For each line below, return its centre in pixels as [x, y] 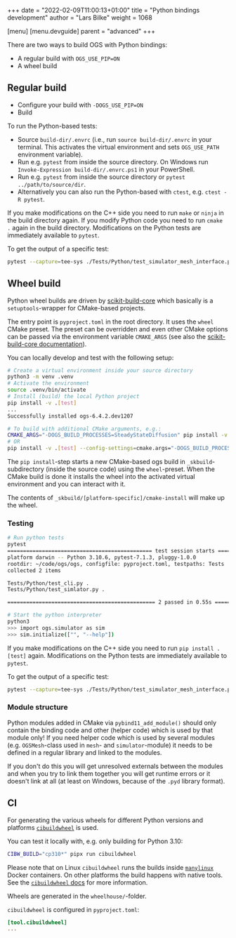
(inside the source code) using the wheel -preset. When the [130, 469]
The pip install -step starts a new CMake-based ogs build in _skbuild [110, 462]
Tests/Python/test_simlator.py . [56, 590]
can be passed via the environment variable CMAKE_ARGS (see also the [106, 336]
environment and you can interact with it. [67, 484]
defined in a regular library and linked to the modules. [85, 752]
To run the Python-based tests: [52, 126]
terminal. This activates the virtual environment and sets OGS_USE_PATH [118, 147]
